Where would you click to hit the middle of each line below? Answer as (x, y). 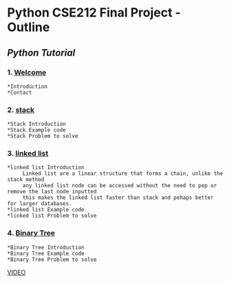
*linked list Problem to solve (52, 216)
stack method (26, 180)
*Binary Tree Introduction (46, 247)
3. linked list (28, 154)
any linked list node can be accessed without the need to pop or (119, 186)
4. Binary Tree (31, 233)
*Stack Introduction (37, 124)
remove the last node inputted (52, 192)
